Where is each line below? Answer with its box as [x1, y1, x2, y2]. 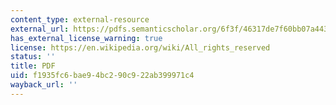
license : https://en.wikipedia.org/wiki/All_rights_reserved [10, 42, 271, 53]
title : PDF [10, 61, 56, 71]
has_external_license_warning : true [10, 33, 163, 43]
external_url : [10, 24, 70, 34]
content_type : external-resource [10, 14, 150, 25]
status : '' [10, 52, 56, 62]
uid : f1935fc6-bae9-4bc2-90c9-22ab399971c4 [10, 71, 195, 81]
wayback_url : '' [10, 80, 78, 90]
